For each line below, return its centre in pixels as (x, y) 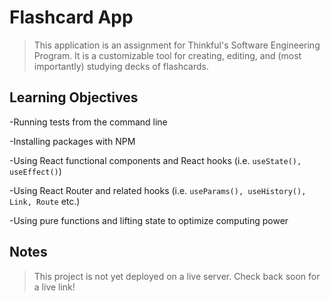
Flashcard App (71, 17)
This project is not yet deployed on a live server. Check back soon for (177, 276)
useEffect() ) (35, 171)
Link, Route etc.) (45, 201)
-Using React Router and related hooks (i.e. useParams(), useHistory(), (158, 190)
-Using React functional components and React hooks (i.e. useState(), (155, 160)
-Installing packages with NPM (72, 141)
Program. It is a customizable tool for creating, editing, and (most (167, 55)
